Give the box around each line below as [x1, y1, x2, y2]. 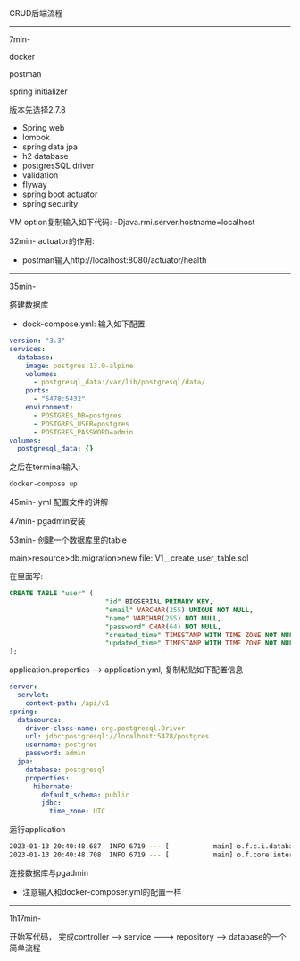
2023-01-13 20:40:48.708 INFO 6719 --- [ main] [9, 850, 234, 859]
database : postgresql [25, 765, 105, 774]
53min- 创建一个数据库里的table [9, 535, 127, 545]
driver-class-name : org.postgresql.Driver [25, 723, 186, 733]
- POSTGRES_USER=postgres [32, 419, 129, 428]
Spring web [21, 122, 65, 132]
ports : [25, 386, 50, 395]
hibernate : [32, 781, 74, 791]
